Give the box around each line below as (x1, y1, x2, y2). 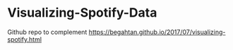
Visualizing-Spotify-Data (7, 5, 157, 21)
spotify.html (7, 35, 42, 43)
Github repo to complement (7, 28, 88, 36)
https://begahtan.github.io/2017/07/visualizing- (88, 28, 226, 36)
